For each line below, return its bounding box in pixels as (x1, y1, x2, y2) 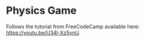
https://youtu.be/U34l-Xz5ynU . (6, 29, 80, 36)
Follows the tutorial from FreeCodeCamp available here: (6, 23, 140, 30)
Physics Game (6, 4, 77, 17)
